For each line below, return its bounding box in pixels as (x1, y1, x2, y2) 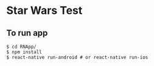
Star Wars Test (6, 4, 83, 18)
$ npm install (6, 49, 43, 55)
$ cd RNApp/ (6, 44, 37, 50)
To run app (6, 28, 48, 38)
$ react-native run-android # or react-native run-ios (6, 54, 149, 61)
